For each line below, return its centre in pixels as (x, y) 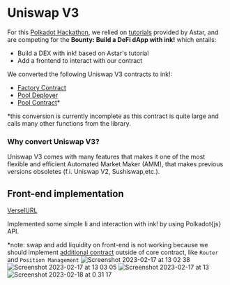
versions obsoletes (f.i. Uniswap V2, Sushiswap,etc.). (84, 172)
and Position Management (43, 260)
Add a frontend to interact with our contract (80, 60)
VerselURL (22, 210)
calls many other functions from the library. (69, 123)
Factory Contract (41, 87)
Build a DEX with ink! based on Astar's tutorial (83, 53)
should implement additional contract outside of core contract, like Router (113, 252)
